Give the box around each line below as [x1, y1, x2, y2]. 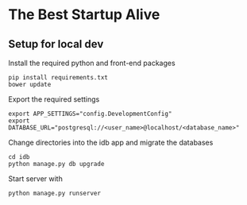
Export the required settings [8, 95, 100, 104]
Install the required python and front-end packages [8, 58, 176, 68]
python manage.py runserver [8, 189, 102, 197]
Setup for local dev [8, 37, 104, 51]
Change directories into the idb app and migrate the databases [8, 137, 214, 147]
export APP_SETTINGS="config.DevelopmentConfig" [8, 110, 172, 118]
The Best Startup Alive [8, 6, 160, 24]
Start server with [8, 174, 64, 184]
